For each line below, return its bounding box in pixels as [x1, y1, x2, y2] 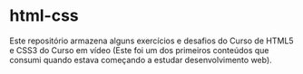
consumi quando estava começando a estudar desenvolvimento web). [9, 54, 272, 65]
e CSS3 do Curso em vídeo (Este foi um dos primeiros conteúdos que [9, 44, 269, 55]
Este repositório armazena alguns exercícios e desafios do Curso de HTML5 [9, 35, 294, 46]
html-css [9, 5, 79, 26]
